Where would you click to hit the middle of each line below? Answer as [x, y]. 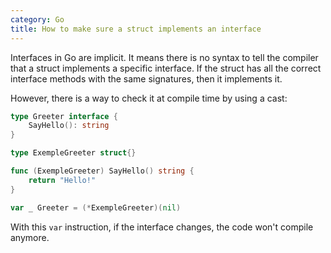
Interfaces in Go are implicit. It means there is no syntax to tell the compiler [164, 57]
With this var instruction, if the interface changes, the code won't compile [162, 227]
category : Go [37, 19]
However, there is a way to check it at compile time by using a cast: [149, 98]
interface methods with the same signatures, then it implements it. [146, 78]
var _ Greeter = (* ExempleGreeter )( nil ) [96, 207]
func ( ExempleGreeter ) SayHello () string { [102, 171]
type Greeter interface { [64, 116]
